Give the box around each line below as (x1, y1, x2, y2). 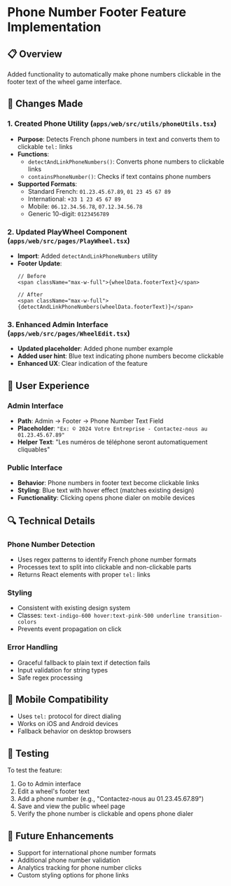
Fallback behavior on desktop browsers (17, 727, 132, 736)
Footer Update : (17, 259, 62, 267)
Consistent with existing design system (17, 604, 131, 612)
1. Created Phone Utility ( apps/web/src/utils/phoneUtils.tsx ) (7, 119, 217, 128)
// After (17, 291, 43, 298)
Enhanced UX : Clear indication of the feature (17, 359, 148, 368)
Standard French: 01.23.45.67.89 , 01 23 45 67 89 (27, 187, 171, 195)
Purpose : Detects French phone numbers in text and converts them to (17, 135, 220, 143)
